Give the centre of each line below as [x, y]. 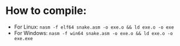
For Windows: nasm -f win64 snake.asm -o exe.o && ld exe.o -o [93, 33]
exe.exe [23, 38]
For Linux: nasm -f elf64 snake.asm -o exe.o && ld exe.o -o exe [94, 27]
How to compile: [46, 11]
